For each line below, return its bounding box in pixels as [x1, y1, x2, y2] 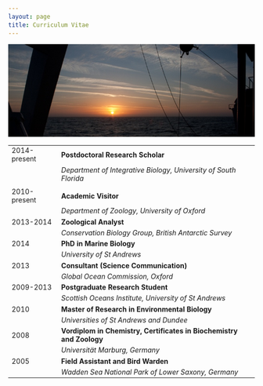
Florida [61, 173, 85, 183]
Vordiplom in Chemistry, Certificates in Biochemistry [61, 326, 238, 335]
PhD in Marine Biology [61, 239, 135, 248]
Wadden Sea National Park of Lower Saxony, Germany [61, 367, 239, 377]
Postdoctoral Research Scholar [61, 150, 165, 159]
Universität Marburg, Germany [61, 345, 160, 355]
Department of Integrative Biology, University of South [61, 165, 236, 174]
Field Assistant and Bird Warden [61, 356, 169, 366]
